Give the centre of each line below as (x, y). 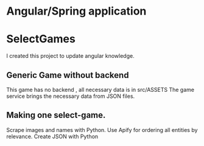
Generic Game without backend (68, 75)
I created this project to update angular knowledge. (71, 56)
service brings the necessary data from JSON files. (71, 96)
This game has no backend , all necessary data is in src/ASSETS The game (100, 89)
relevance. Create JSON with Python (52, 136)
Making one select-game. (56, 115)
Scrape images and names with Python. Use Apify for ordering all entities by (102, 130)
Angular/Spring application (76, 11)
